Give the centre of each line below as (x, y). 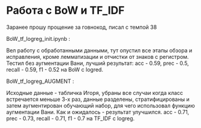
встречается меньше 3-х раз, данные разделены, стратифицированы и (98, 99)
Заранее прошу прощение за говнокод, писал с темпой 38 (82, 27)
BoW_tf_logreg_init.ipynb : (38, 38)
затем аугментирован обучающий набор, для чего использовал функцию (100, 105)
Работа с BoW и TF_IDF (65, 11)
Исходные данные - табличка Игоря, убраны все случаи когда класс (95, 93)
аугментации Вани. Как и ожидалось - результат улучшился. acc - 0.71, (98, 112)
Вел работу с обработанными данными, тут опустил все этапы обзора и (99, 50)
